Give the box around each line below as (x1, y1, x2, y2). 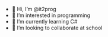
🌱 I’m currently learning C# (11, 18, 78, 25)
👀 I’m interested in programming (11, 12, 91, 19)
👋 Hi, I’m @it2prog (11, 6, 56, 12)
